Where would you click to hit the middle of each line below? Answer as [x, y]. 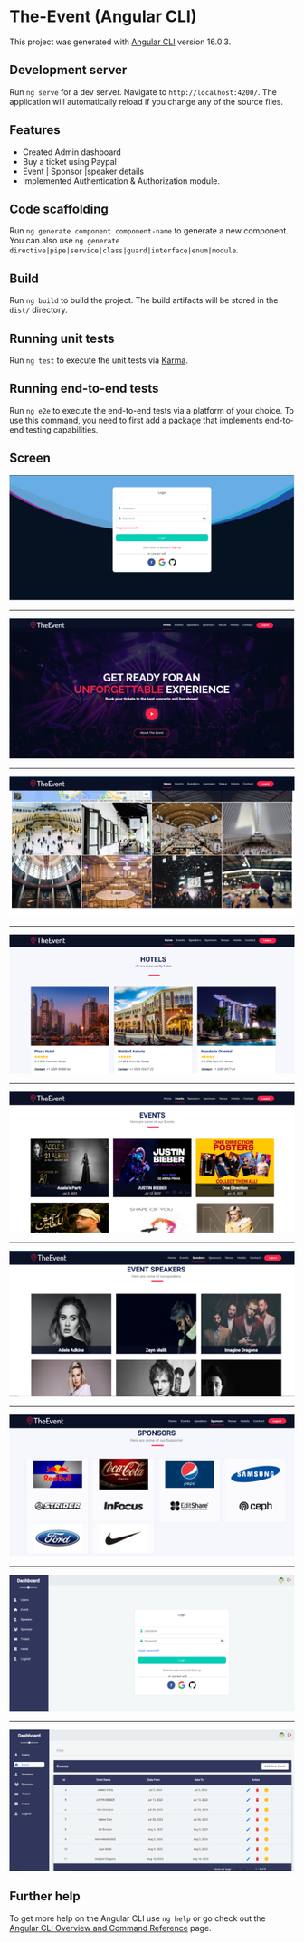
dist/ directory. [38, 310]
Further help [45, 1896]
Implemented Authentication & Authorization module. [121, 181]
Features [35, 130]
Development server [68, 70]
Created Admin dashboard [72, 152]
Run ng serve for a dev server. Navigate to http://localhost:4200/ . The [143, 91]
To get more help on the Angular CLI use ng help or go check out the [138, 1918]
